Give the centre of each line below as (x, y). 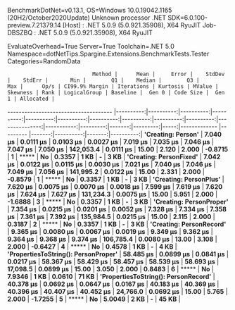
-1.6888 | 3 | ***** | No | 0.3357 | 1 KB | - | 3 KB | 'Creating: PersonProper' (118, 201)
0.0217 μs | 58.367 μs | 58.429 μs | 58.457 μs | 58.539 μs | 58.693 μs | (113, 261)
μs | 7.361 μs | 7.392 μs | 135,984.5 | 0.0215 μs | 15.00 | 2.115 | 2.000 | (112, 217)
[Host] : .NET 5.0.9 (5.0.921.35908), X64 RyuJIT (132, 25)
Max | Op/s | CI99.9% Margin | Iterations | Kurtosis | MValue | (113, 87)
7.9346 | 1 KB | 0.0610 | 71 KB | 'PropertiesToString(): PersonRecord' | (112, 277)
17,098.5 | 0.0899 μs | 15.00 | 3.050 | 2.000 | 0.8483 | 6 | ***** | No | (111, 269)
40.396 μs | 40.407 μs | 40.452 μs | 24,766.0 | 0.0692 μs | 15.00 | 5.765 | (118, 291)
